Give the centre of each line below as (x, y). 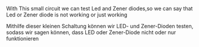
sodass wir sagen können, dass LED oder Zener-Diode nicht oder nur (91, 32)
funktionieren (23, 38)
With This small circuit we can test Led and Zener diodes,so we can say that (99, 9)
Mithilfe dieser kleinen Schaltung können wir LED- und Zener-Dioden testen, (100, 26)
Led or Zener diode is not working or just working (67, 15)
